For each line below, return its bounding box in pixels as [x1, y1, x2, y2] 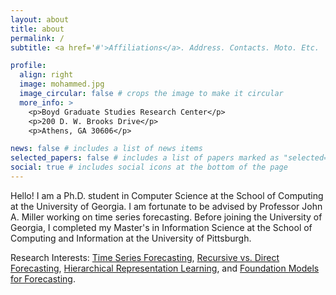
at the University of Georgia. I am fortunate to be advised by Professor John [10, 200, 323, 212]
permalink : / [10, 33, 65, 43]
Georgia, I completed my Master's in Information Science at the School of [10, 221, 313, 233]
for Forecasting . [10, 272, 76, 285]
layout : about [10, 14, 70, 25]
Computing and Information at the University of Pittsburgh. [10, 232, 252, 244]
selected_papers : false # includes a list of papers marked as [10, 153, 280, 163]
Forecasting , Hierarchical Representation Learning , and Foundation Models [10, 262, 320, 274]
